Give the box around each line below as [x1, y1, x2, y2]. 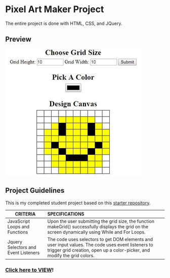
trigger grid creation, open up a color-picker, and [47, 247, 150, 253]
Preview [5, 35, 32, 44]
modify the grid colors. [47, 252, 95, 258]
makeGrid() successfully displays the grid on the [47, 224, 148, 230]
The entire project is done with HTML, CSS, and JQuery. [5, 20, 122, 26]
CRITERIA [15, 211, 36, 217]
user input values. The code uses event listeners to [47, 241, 153, 248]
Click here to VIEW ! [5, 266, 54, 273]
